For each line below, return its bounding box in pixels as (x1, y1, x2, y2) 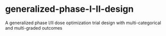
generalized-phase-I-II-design (5, 3, 134, 15)
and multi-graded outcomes (5, 25, 63, 31)
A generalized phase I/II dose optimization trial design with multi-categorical (5, 20, 162, 26)
